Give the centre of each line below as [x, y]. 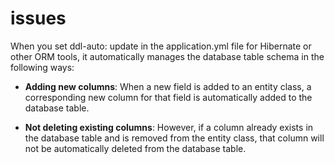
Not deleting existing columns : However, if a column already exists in [169, 127]
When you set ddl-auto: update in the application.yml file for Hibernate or [161, 46]
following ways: [42, 67]
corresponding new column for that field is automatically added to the [168, 97]
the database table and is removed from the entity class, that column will [174, 138]
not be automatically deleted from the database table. [135, 148]
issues [38, 18]
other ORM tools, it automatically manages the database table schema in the [167, 56]
